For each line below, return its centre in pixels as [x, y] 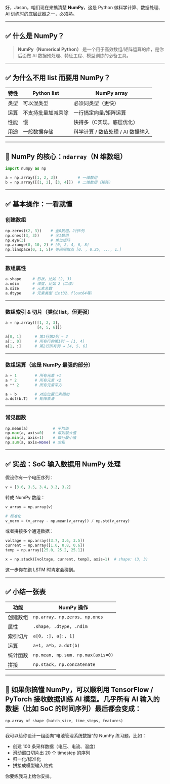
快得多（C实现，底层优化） [106, 122]
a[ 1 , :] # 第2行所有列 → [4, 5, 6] [46, 346]
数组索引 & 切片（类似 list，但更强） [49, 312]
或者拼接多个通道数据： [30, 531]
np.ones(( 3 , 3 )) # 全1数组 [37, 235]
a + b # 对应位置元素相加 [37, 394]
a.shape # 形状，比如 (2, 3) [38, 279]
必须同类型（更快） [97, 103]
